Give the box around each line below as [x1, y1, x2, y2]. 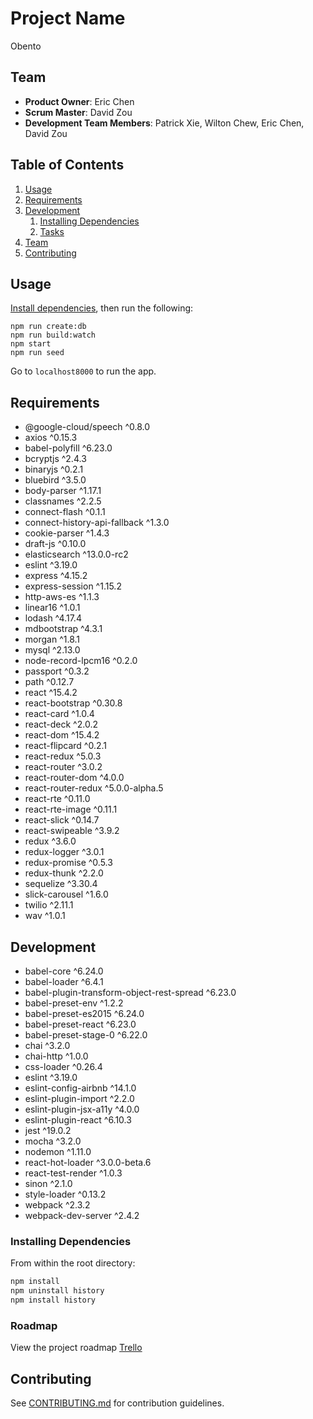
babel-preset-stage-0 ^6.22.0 [24, 1029, 148, 1041]
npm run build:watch [10, 330, 97, 341]
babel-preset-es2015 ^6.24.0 [24, 1008, 145, 1019]
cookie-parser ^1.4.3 [24, 527, 110, 539]
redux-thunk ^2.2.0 [24, 867, 104, 879]
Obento [10, 40, 42, 52]
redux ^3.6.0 [24, 835, 77, 847]
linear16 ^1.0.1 [24, 602, 81, 614]
